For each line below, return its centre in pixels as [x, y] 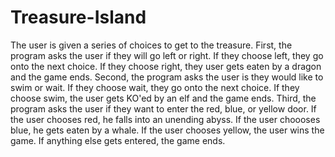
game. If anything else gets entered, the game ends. [118, 140]
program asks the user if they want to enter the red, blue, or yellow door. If [163, 108]
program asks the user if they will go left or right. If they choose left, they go [167, 55]
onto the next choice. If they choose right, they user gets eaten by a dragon [166, 66]
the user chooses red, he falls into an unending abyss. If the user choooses [165, 119]
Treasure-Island [78, 17]
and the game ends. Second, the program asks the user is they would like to [167, 77]
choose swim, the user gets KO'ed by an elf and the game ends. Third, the [163, 98]
